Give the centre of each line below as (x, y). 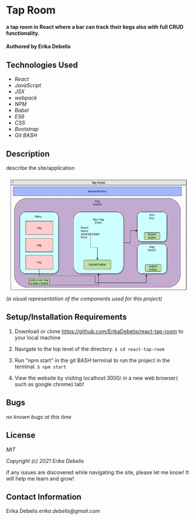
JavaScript (28, 85)
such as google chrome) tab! (49, 384)
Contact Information (44, 497)
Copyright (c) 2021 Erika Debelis (45, 461)
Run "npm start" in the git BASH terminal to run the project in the (92, 360)
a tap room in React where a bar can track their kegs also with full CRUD (95, 26)
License (21, 435)
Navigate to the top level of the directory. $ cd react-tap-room (90, 349)
